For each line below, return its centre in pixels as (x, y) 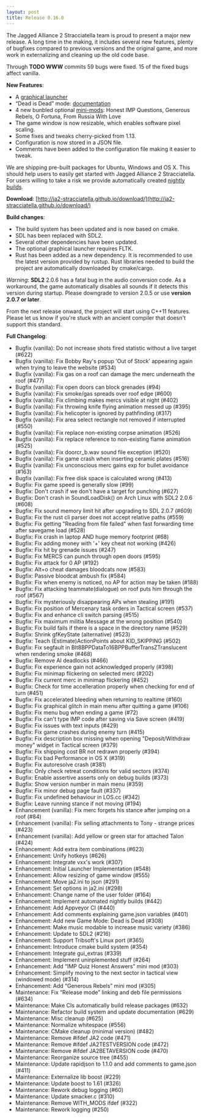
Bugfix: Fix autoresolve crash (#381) (61, 764)
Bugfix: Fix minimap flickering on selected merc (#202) (84, 673)
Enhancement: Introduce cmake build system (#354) (81, 946)
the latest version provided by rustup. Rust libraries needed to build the (104, 262)
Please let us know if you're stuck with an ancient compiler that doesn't (96, 318)
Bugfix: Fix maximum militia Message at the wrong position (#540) (99, 621)
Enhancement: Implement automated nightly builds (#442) (89, 901)
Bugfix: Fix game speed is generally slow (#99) (75, 484)
